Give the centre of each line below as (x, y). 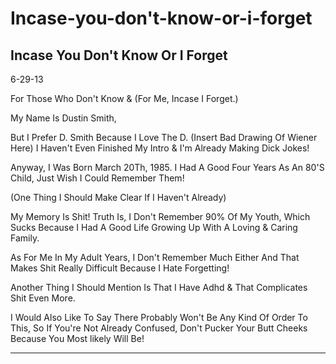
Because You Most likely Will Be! (77, 338)
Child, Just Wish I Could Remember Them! (97, 178)
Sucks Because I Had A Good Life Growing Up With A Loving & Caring (154, 227)
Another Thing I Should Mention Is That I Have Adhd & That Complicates (159, 287)
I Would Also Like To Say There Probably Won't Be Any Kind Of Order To (159, 317)
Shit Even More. (43, 298)
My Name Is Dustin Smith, (63, 118)
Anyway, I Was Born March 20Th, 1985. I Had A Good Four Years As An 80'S (167, 167)
